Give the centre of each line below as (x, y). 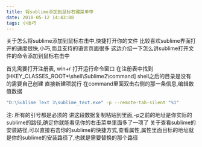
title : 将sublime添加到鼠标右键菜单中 (50, 12)
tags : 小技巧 (21, 23)
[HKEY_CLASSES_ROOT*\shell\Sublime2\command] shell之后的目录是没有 (99, 77)
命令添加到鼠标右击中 (43, 56)
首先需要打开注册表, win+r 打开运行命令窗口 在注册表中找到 (80, 69)
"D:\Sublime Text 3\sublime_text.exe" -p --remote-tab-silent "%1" (93, 103)
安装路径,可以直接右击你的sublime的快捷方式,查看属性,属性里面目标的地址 (97, 130)
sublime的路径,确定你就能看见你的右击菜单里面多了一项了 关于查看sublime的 (101, 123)
